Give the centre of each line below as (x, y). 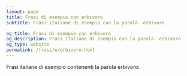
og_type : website (28, 45)
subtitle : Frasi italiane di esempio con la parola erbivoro (85, 23)
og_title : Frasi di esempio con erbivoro (59, 33)
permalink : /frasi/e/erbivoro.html (51, 50)
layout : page (22, 12)
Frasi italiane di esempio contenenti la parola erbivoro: (73, 66)
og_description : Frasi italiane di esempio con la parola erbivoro (93, 39)
